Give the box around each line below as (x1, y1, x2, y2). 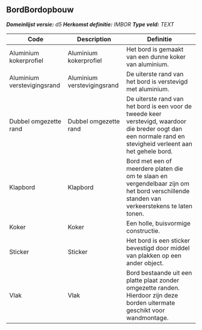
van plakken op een (126, 251, 182, 260)
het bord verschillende (126, 187, 190, 195)
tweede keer (126, 109, 162, 118)
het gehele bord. (126, 147, 173, 155)
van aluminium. (126, 60, 170, 68)
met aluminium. (126, 85, 170, 93)
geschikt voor (126, 306, 165, 314)
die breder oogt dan (126, 124, 182, 133)
